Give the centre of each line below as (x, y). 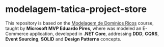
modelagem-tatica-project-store (76, 9)
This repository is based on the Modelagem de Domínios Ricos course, (79, 23)
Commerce (17, 33)
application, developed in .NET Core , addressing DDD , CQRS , (94, 33)
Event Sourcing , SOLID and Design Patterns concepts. (63, 39)
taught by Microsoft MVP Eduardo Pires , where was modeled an (73, 28)
